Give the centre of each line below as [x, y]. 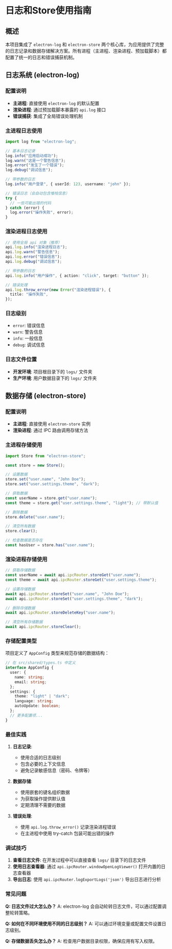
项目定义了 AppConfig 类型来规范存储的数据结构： [57, 653]
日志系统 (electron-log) [42, 75]
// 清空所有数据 [20, 526]
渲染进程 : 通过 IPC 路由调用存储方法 [50, 431]
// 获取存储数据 [20, 570]
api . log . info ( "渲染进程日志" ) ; [36, 247]
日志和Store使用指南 [48, 11]
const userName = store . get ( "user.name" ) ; [51, 498]
